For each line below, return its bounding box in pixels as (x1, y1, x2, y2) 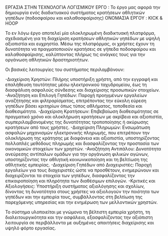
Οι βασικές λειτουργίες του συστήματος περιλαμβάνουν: (5, 66, 125, 72)
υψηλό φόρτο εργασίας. (5, 225, 56, 231)
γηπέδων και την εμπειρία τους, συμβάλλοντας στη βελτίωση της (5, 194, 143, 200)
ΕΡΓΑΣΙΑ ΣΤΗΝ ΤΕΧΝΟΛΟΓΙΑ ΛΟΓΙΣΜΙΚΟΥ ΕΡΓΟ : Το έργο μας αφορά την (5, 5, 160, 10)
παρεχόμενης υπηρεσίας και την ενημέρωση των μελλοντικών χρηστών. (5, 199, 158, 205)
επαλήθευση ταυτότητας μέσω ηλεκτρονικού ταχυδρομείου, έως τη (5, 82, 147, 88)
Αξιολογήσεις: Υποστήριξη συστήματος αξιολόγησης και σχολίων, (5, 183, 145, 189)
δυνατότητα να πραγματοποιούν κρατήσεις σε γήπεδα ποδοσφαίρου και (5, 46, 156, 52)
